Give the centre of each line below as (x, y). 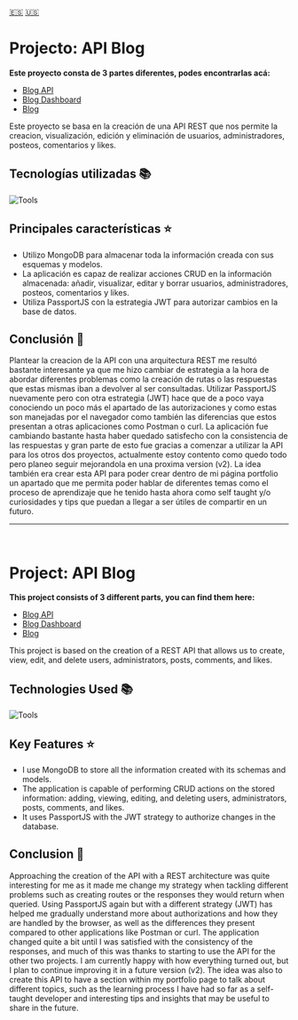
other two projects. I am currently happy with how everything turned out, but (149, 961)
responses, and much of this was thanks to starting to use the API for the (142, 951)
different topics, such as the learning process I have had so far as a (132, 989)
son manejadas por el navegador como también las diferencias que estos (143, 417)
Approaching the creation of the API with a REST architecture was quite (140, 875)
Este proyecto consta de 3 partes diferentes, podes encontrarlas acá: (140, 73)
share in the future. (44, 1008)
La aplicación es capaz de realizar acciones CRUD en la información (147, 273)
